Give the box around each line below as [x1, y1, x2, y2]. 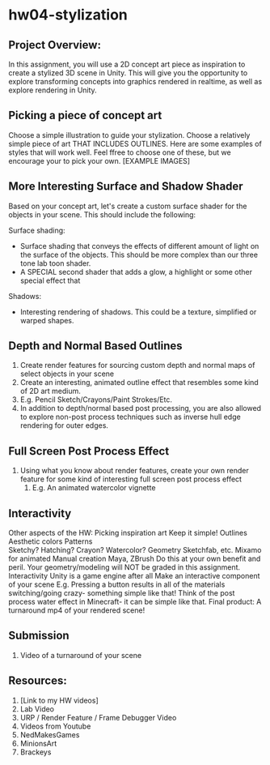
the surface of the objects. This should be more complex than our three [19, 250, 259, 259]
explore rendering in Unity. [8, 85, 97, 95]
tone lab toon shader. [19, 258, 91, 268]
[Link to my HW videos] [19, 695, 99, 705]
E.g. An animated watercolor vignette [32, 483, 156, 493]
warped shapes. [19, 315, 74, 325]
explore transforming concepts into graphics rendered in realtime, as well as [8, 77, 263, 86]
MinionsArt [19, 738, 57, 748]
